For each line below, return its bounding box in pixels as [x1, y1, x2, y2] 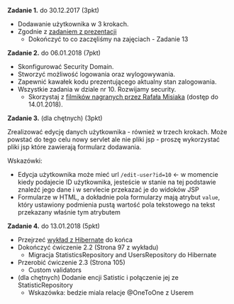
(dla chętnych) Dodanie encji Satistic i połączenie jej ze [17, 273, 179, 281]
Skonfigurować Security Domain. [17, 63, 114, 70]
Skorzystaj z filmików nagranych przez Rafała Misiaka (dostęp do [28, 92, 218, 101]
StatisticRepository [17, 281, 73, 289]
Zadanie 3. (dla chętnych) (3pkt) [7, 114, 103, 122]
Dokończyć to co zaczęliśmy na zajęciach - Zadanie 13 [28, 35, 189, 43]
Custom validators [28, 266, 82, 274]
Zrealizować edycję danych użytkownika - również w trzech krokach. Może [7, 128, 228, 136]
